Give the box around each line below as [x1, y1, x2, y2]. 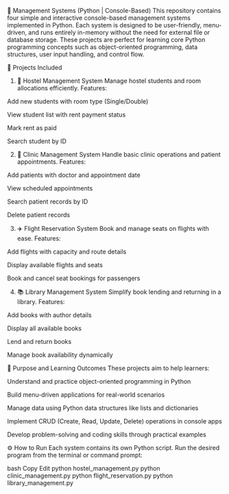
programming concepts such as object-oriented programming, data [7, 43, 198, 51]
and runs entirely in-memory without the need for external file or [28, 28, 210, 36]
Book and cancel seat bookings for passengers [7, 274, 141, 282]
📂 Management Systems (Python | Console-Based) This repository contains [7, 7, 221, 14]
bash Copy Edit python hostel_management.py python [7, 465, 160, 472]
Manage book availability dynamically [7, 351, 113, 359]
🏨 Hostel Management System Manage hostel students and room [16, 77, 201, 85]
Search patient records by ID [7, 197, 88, 206]
